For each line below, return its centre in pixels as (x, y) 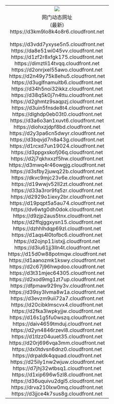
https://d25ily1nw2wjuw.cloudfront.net (57, 362)
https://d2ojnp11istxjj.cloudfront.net (57, 241)
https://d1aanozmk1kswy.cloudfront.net (57, 260)
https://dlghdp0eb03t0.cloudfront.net (57, 114)
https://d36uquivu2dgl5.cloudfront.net (57, 381)
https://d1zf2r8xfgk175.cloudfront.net (57, 57)
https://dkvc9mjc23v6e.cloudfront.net (57, 177)
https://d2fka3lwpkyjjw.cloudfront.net (57, 311)
